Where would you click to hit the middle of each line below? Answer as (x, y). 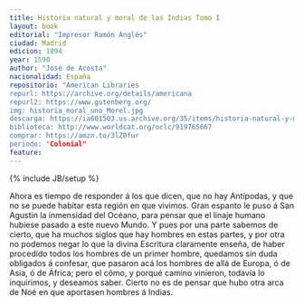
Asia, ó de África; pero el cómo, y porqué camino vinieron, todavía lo (137, 273)
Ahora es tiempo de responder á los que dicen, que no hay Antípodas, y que (152, 196)
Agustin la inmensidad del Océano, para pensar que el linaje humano (138, 215)
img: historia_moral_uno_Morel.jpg (76, 110)
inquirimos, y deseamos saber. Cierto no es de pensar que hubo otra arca (147, 282)
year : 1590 (30, 60)
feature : (26, 152)
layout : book (34, 26)
